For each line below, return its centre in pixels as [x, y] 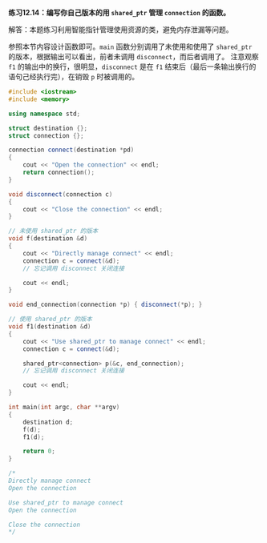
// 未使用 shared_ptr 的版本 [53, 231]
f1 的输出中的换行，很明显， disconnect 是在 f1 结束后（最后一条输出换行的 [132, 66]
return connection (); [59, 172]
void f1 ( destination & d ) [50, 327]
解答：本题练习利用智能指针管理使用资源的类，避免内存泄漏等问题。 [121, 30]
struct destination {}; [48, 128]
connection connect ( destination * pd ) [71, 150]
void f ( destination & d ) [48, 239]
